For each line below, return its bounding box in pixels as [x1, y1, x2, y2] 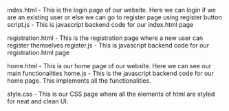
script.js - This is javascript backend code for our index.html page [7, 21, 194, 28]
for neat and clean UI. [7, 97, 69, 105]
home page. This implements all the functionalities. [7, 77, 151, 85]
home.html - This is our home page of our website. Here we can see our [7, 62, 212, 70]
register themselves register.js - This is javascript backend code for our [7, 41, 210, 49]
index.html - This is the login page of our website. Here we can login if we [7, 6, 217, 14]
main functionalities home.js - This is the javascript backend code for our [7, 69, 215, 77]
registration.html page [7, 48, 70, 57]
